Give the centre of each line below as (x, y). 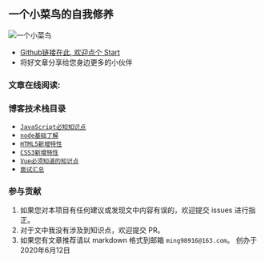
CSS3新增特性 (39, 153)
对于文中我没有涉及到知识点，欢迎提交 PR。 (92, 230)
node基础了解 (39, 136)
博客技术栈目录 (37, 108)
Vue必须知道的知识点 (49, 161)
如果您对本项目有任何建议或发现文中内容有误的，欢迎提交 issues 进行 (134, 210)
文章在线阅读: (34, 85)
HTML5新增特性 (41, 144)
